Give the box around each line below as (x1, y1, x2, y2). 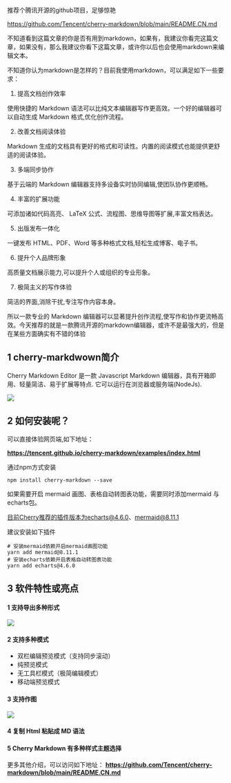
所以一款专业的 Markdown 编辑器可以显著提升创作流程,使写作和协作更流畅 (7, 312, 218, 320)
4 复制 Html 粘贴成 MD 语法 (7, 727, 85, 735)
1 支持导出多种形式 (7, 603, 60, 612)
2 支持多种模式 (7, 635, 50, 643)
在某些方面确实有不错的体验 (7, 330, 86, 337)
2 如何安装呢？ (7, 415, 70, 427)
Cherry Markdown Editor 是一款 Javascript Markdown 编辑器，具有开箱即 (7, 371, 216, 379)
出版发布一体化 (17, 224, 60, 232)
